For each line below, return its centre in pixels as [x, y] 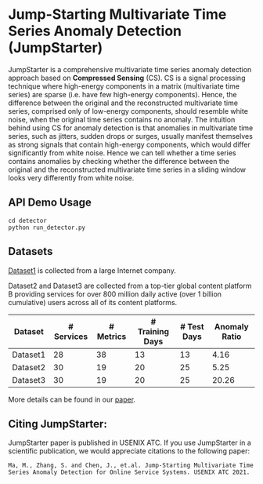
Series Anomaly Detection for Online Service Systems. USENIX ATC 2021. [129, 472]
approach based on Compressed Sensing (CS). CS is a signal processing [127, 78]
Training [153, 331]
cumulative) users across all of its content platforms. [93, 302]
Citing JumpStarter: [58, 424]
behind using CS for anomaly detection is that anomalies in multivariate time [131, 128]
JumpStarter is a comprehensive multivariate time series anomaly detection [130, 69]
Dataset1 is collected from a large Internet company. [92, 270]
